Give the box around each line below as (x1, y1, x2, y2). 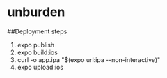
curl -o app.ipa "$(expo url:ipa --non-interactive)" (17, 55, 161, 63)
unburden (7, 4, 65, 20)
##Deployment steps (7, 27, 67, 36)
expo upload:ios (17, 63, 64, 71)
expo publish (17, 40, 55, 49)
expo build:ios (17, 48, 58, 56)
